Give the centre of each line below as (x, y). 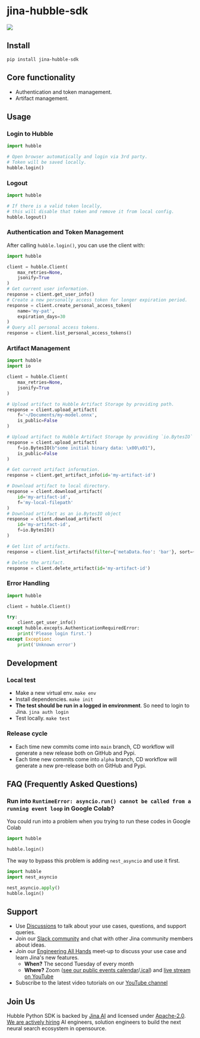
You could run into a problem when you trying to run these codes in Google (99, 821)
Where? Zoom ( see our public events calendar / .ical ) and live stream (107, 970)
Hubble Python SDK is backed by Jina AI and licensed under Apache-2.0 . (96, 1016)
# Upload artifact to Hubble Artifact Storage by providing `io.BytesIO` (100, 437)
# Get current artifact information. (53, 470)
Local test (21, 680)
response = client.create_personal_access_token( (69, 305)
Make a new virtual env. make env (56, 693)
